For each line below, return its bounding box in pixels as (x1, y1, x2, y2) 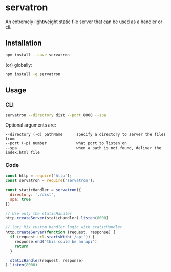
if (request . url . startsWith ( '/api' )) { (10, 235, 95, 240)
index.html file (5, 150, 40, 155)
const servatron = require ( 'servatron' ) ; (5, 178, 95, 183)
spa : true (10, 197, 31, 202)
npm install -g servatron (5, 71, 60, 77)
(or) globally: (5, 61, 32, 68)
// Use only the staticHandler (5, 211, 72, 216)
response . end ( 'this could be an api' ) (14, 239, 97, 244)
